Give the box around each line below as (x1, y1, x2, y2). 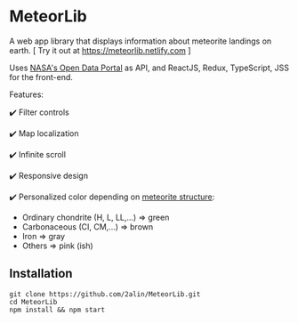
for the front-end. (9, 71, 74, 82)
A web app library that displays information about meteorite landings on (9, 36, 272, 46)
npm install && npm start (9, 305, 105, 314)
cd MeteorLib (9, 297, 58, 306)
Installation (9, 266, 73, 281)
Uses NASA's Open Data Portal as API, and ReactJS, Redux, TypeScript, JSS (9, 62, 289, 73)
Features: (9, 89, 44, 100)
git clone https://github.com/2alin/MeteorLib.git (9, 289, 201, 299)
